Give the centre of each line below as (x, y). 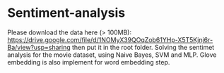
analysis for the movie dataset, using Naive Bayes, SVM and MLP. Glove (112, 55)
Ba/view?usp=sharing (39, 47)
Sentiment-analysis (66, 13)
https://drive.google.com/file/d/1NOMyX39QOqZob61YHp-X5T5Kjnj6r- (110, 39)
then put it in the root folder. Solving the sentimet (143, 47)
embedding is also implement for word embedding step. (89, 62)
